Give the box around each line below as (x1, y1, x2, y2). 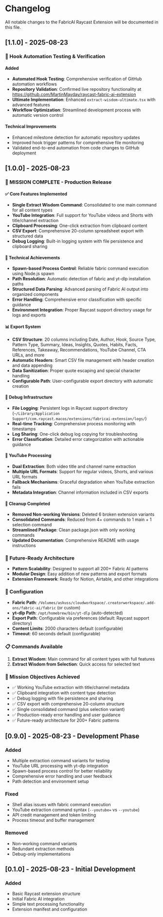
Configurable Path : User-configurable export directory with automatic (12, 378, 153, 384)
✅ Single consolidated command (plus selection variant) (12, 707, 125, 712)
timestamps (12, 426, 36, 432)
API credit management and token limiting (12, 812, 96, 818)
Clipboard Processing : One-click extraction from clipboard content (12, 223, 147, 229)
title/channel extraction (12, 218, 59, 224)
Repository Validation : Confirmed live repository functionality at (12, 86, 142, 92)
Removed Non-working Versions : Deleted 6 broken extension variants (12, 511, 155, 518)
